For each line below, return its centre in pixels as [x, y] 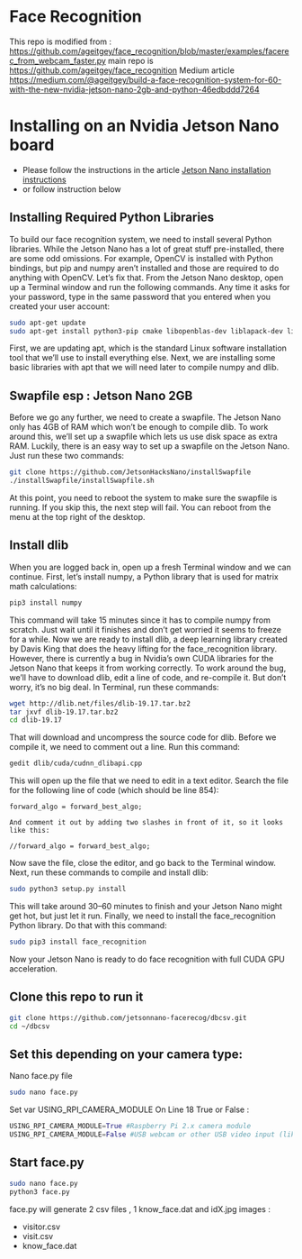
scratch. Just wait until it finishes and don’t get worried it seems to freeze [145, 629]
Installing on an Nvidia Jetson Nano [145, 126]
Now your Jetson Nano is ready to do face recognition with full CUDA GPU [147, 959]
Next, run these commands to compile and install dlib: [109, 872]
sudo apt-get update [48, 323]
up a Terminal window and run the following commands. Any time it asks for [150, 287]
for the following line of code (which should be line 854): [114, 790]
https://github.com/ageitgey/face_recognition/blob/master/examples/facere [149, 50]
